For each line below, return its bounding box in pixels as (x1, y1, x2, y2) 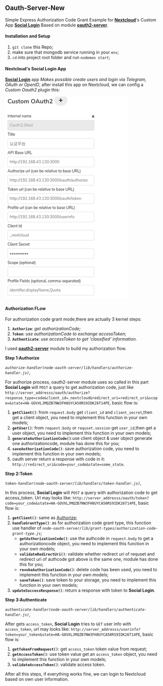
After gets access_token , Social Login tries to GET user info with (5, 621, 131, 627)
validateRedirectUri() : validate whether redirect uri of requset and (19, 551, 155, 557)
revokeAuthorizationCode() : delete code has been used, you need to (19, 567, 157, 573)
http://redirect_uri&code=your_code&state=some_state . (12, 461, 125, 467)
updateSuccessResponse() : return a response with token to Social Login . (12, 587, 156, 593)
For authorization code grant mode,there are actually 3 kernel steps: (5, 316, 142, 322)
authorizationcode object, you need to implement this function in (19, 541, 149, 547)
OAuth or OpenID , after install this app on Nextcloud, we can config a (5, 82, 144, 87)
